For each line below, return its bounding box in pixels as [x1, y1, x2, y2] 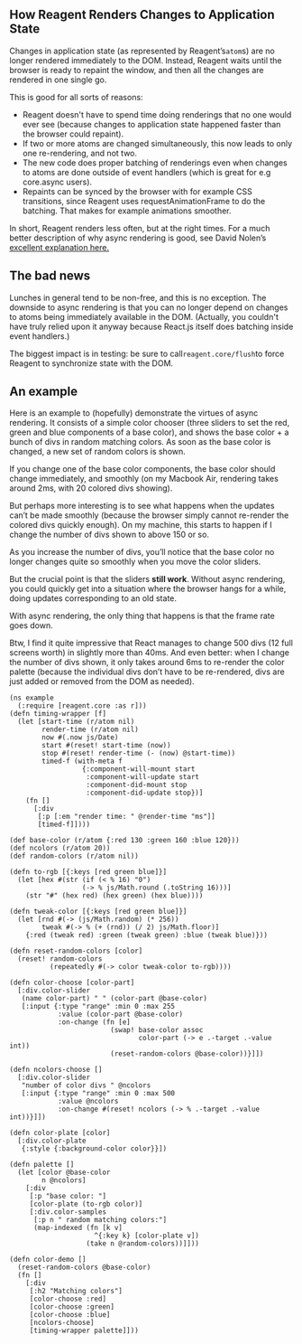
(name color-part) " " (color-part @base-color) [21, 994, 207, 1003]
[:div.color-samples [29, 1208, 106, 1217]
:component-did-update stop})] [86, 788, 204, 798]
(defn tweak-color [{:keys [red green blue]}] [9, 907, 188, 916]
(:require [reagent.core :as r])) [17, 701, 147, 710]
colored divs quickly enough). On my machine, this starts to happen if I [9, 520, 272, 531]
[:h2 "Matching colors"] [29, 1287, 124, 1296]
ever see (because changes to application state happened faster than [22, 118, 281, 129]
